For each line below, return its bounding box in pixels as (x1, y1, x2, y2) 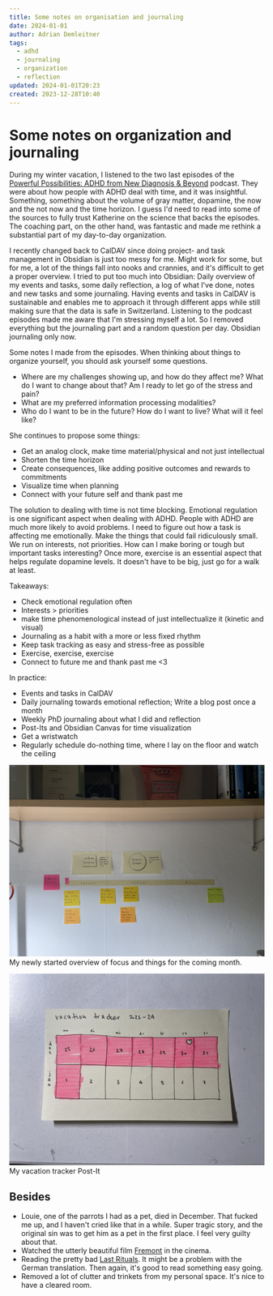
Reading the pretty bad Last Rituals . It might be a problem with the (20, 1255, 242, 1264)
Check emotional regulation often (20, 597, 133, 607)
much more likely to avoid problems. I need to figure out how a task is (9, 523, 241, 533)
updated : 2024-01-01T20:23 (9, 81, 100, 89)
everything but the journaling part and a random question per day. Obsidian (9, 323, 261, 333)
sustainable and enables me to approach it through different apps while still (9, 297, 261, 307)
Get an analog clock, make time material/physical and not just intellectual (20, 447, 265, 456)
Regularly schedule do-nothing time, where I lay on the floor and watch (20, 740, 258, 750)
